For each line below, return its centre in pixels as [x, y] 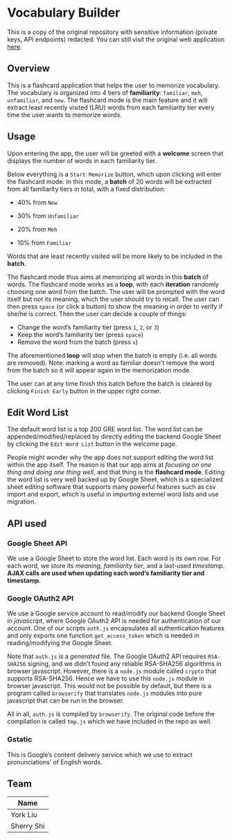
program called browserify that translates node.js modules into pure [105, 693]
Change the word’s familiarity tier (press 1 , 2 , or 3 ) [88, 327]
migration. [22, 502]
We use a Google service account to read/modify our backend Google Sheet [116, 614]
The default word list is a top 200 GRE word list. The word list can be [105, 429]
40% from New [37, 202]
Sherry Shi [28, 826]
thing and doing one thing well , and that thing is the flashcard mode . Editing [116, 472]
